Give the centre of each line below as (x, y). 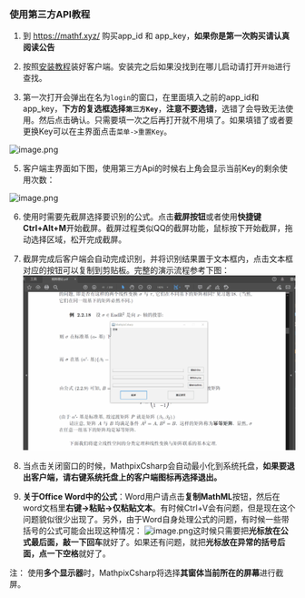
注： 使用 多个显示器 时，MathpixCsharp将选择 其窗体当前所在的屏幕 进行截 (147, 573)
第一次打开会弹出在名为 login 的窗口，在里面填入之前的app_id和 (141, 97)
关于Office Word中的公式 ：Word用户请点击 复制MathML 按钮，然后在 (151, 496)
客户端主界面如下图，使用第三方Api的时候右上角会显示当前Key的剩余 (151, 168)
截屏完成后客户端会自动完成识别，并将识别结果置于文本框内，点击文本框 (157, 259)
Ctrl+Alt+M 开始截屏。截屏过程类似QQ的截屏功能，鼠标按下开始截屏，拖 (157, 228)
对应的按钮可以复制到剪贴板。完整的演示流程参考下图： (126, 270)
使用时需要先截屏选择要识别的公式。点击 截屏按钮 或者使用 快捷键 (142, 217)
